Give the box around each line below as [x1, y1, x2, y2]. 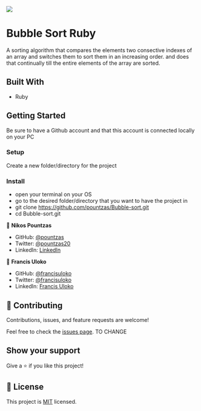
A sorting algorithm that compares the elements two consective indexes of [6, 46, 193, 54]
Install [6, 177, 25, 185]
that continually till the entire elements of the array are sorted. [6, 59, 160, 67]
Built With [6, 77, 44, 87]
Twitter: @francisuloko [15, 276, 71, 284]
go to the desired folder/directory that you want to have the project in [15, 197, 188, 205]
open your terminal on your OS [15, 191, 92, 198]
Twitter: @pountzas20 [15, 240, 71, 248]
